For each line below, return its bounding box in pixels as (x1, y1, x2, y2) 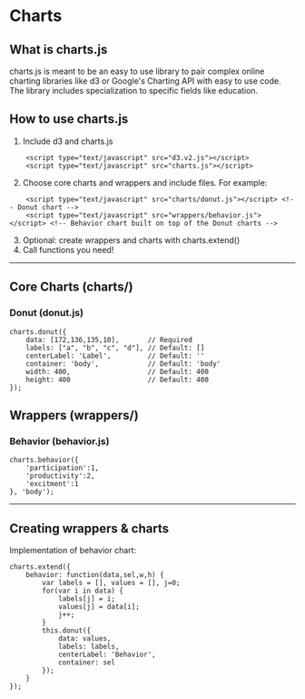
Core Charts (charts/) (9, 279, 133, 295)
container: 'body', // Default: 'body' (25, 359, 221, 369)
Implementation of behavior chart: (9, 545, 137, 555)
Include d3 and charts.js (22, 136, 113, 147)
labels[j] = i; (57, 594, 116, 603)
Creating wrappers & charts (9, 521, 170, 536)
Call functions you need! (22, 244, 114, 255)
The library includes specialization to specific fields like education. (9, 86, 259, 96)
